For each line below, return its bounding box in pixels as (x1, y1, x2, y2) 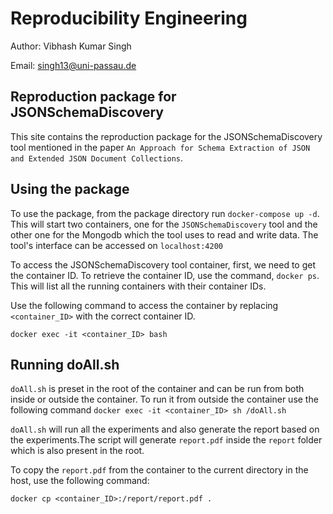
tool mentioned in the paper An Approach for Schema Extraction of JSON (10, 141, 311, 153)
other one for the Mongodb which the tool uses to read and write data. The (10, 228, 319, 241)
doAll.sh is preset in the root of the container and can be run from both (10, 383, 305, 395)
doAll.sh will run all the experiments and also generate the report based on (10, 423, 320, 436)
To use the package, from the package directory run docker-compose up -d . (10, 207, 320, 219)
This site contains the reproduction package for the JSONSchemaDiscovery (10, 130, 323, 142)
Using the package (10, 181, 130, 198)
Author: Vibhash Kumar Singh (10, 40, 132, 52)
